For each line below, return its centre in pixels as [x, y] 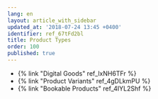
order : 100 [23, 47]
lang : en [20, 14]
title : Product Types [39, 40]
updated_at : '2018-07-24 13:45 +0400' [64, 27]
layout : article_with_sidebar [52, 21]
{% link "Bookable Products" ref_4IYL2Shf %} [84, 88]
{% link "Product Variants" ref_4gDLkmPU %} [84, 81]
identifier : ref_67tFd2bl [45, 34]
